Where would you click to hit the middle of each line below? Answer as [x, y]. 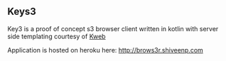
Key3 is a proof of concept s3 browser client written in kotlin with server [113, 28]
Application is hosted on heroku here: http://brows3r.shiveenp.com [106, 50]
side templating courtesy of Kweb [56, 36]
